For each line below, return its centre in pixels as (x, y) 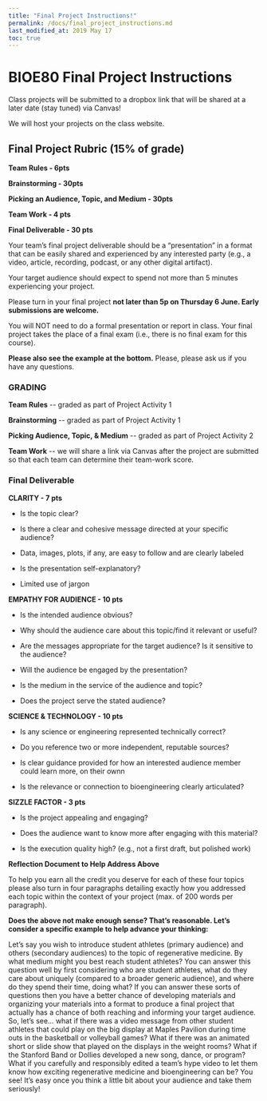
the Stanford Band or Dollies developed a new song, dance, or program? (127, 1055)
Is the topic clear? (49, 513)
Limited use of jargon (55, 583)
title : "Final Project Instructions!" (73, 16)
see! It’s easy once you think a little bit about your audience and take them (130, 1080)
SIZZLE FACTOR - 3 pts (47, 802)
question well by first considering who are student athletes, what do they (128, 970)
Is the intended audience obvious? (76, 614)
